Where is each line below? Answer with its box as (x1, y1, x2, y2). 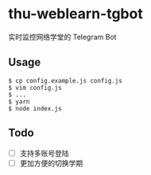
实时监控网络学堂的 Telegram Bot (8, 32, 117, 41)
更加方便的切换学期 (19, 158, 83, 168)
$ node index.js (8, 104, 62, 112)
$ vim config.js (8, 84, 62, 91)
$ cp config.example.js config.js (8, 76, 123, 84)
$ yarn (8, 97, 30, 106)
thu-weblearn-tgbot (8, 5, 143, 23)
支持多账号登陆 (19, 148, 69, 157)
